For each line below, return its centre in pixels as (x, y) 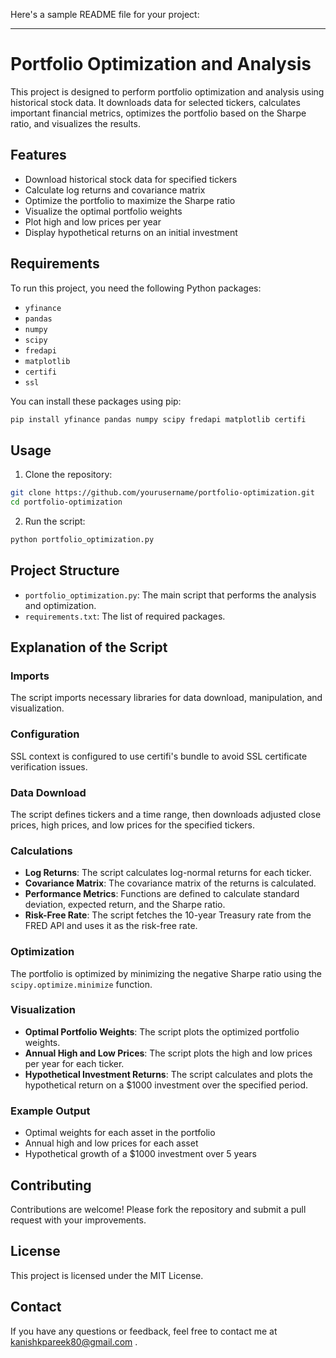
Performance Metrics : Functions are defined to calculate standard (162, 894)
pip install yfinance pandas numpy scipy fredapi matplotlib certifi (158, 419)
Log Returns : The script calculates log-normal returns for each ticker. (168, 873)
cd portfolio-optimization (66, 502)
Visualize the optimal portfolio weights (103, 211)
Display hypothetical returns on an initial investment (131, 232)
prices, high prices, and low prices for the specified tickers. (132, 825)
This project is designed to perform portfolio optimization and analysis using (167, 91)
